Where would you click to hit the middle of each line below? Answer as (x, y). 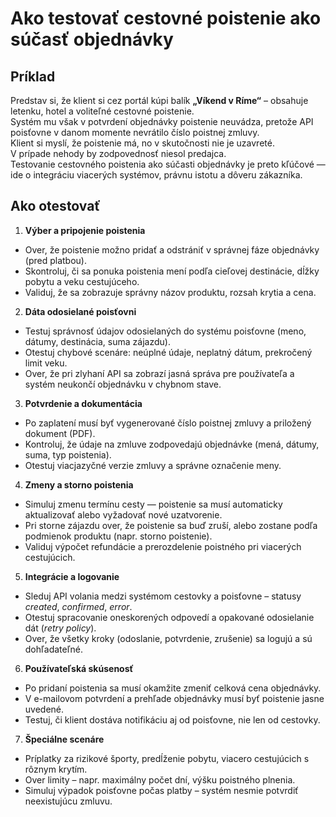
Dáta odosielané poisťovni (80, 311)
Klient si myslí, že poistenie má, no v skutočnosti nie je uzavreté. (142, 143)
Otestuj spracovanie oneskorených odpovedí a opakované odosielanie (169, 617)
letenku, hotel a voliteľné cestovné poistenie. (102, 111)
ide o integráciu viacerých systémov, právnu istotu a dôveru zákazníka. (156, 175)
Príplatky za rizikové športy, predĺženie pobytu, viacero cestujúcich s (167, 758)
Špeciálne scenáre (64, 739)
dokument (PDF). (60, 433)
